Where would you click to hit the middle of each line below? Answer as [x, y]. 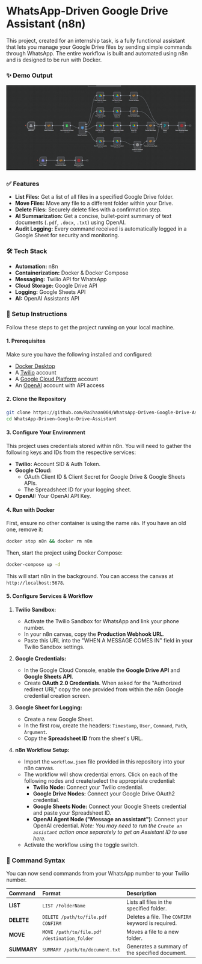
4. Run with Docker [31, 509]
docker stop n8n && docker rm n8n [50, 541]
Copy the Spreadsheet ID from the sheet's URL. [83, 738]
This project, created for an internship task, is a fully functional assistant [96, 40]
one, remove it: [25, 530]
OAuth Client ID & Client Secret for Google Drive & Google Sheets [105, 476]
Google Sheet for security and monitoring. [67, 235]
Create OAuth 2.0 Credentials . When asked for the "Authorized [103, 683]
